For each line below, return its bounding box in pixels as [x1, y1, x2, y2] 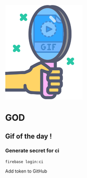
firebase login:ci [5, 159, 43, 164]
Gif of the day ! [5, 132, 52, 140]
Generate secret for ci [5, 147, 59, 154]
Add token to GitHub [5, 168, 47, 174]
